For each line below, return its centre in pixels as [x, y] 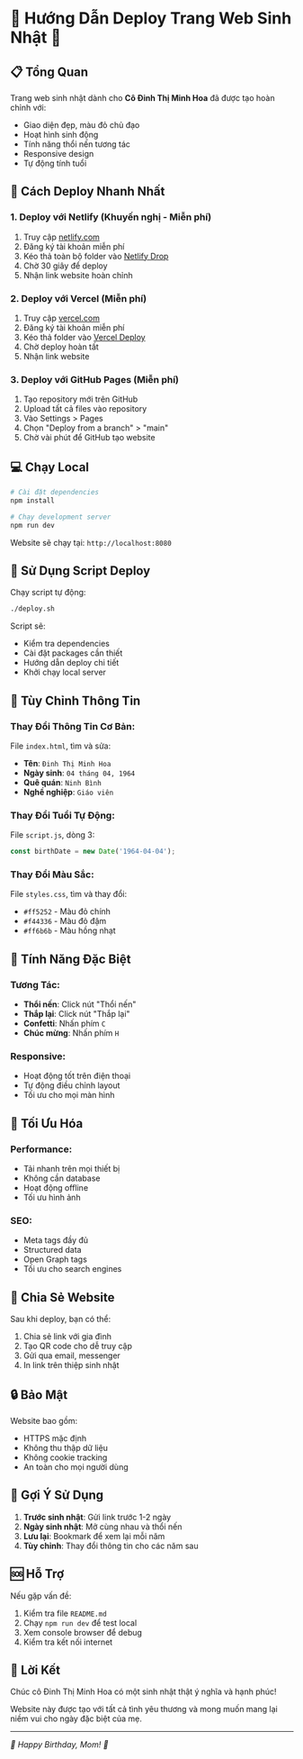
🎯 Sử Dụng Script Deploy [80, 571]
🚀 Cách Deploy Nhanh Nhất [88, 191]
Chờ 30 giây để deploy [65, 266]
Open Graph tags [55, 1259]
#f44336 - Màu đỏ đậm [65, 921]
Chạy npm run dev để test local [80, 1623]
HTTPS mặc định [55, 1438]
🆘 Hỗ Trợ [37, 1574]
